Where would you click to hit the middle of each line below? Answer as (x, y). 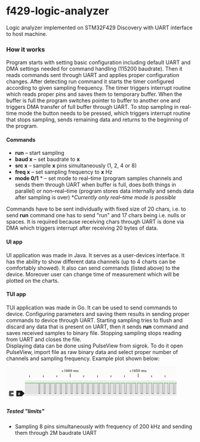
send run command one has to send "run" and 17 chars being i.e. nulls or (96, 215)
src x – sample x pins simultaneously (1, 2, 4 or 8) (76, 166)
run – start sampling (39, 153)
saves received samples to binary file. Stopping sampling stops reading (94, 333)
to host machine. (27, 33)
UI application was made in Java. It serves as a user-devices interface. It (96, 255)
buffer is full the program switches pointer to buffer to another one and (93, 100)
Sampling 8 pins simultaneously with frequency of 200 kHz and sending (103, 426)
